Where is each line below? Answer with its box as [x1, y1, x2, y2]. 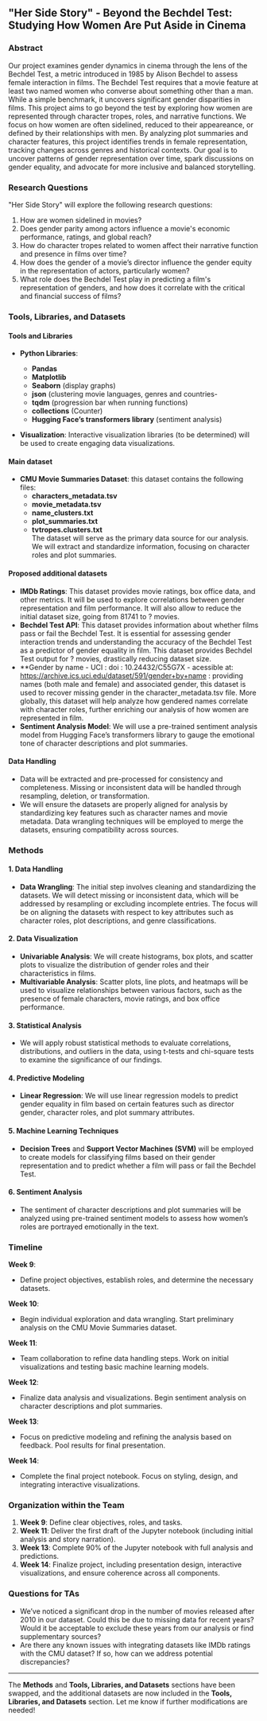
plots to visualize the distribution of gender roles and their [19, 960, 210, 970]
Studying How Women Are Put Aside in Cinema [8, 19, 246, 33]
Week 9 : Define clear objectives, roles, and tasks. [19, 1518, 183, 1527]
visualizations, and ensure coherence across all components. [19, 1568, 221, 1578]
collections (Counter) [31, 406, 103, 416]
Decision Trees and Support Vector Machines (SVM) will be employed [19, 1144, 254, 1153]
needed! [8, 1705, 36, 1715]
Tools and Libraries [8, 331, 73, 340]
